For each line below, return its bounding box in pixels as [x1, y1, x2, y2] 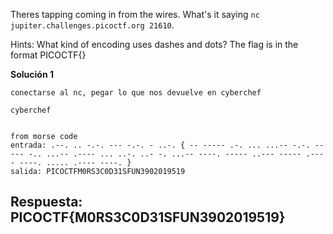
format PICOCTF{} [10, 49, 87, 61]
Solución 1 [10, 69, 54, 80]
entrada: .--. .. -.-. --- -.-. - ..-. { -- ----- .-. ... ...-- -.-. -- [10, 140, 325, 150]
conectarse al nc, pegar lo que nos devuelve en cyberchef [10, 88, 262, 98]
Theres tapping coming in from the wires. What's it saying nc [10, 9, 260, 20]
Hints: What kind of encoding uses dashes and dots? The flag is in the [10, 39, 299, 50]
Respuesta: [10, 194, 83, 211]
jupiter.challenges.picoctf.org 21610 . [10, 19, 175, 31]
